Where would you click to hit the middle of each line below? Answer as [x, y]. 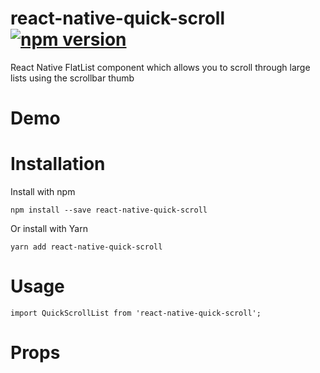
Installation [58, 164]
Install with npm [43, 192]
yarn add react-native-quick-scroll [86, 247]
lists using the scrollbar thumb [72, 78]
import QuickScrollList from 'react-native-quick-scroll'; [136, 313]
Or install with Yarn [49, 229]
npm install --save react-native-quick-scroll [109, 210]
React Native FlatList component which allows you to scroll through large [160, 67]
